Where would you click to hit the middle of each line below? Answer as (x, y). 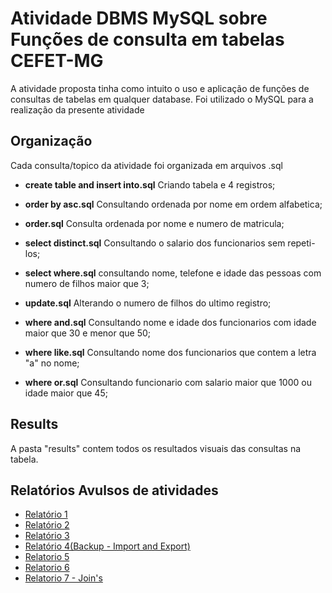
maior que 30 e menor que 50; (87, 333)
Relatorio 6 (47, 568)
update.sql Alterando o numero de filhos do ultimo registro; (148, 303)
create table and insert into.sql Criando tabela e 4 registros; (150, 184)
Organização (51, 141)
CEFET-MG (57, 61)
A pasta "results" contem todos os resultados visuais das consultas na (156, 448)
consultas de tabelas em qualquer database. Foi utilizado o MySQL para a (162, 99)
